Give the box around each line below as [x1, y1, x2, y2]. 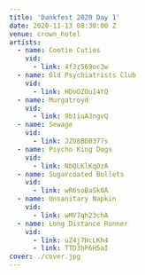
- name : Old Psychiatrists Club [17, 71, 137, 80]
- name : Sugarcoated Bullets [17, 169, 125, 178]
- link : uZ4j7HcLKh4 [32, 236, 109, 245]
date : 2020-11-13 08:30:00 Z [9, 21, 117, 30]
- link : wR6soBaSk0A [32, 186, 109, 195]
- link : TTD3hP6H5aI [32, 244, 109, 253]
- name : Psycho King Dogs [17, 145, 113, 153]
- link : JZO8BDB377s [32, 137, 109, 145]
